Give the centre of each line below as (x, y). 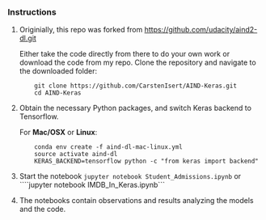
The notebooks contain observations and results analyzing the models (136, 201)
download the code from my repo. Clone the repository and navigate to (137, 62)
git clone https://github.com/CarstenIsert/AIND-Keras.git (136, 86)
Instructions (32, 12)
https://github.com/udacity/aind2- (201, 30)
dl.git (28, 38)
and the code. (42, 209)
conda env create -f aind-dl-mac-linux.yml (108, 147)
